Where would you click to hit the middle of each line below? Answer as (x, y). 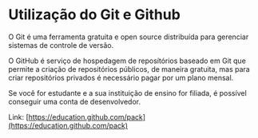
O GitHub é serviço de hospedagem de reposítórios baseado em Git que (127, 61)
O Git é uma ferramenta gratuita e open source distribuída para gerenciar (129, 37)
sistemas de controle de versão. (61, 45)
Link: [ (19, 116)
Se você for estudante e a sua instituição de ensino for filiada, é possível (128, 93)
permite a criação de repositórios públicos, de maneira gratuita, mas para (129, 69)
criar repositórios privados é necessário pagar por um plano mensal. (121, 77)
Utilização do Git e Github (95, 15)
